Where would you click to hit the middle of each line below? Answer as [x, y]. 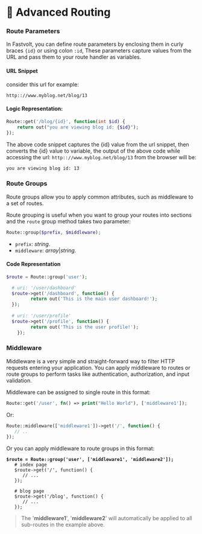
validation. [19, 380]
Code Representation [33, 264]
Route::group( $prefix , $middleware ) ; [54, 232]
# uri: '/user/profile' [41, 316]
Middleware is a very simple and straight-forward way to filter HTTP [90, 361]
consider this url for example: [43, 84]
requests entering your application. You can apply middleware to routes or [99, 367]
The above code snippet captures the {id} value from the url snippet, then [98, 144]
